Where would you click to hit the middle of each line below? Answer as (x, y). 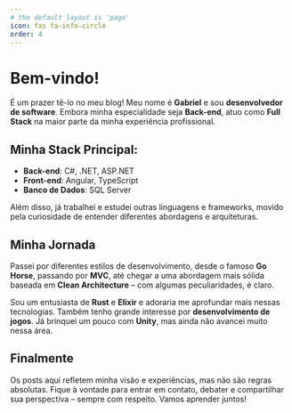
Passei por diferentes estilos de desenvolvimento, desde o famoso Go (138, 266)
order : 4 (26, 34)
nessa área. (32, 330)
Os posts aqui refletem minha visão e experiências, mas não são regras (141, 380)
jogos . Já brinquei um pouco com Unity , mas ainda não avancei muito (139, 320)
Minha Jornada (53, 244)
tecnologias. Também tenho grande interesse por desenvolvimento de (140, 312)
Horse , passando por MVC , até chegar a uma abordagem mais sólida (138, 275)
